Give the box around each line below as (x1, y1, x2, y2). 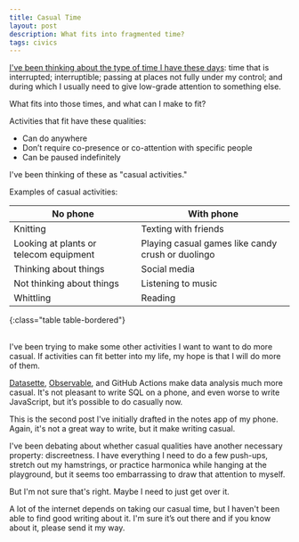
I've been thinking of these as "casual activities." (9, 169, 188, 180)
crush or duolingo (141, 249, 215, 261)
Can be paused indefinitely (21, 152, 122, 163)
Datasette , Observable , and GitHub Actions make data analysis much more (9, 378, 283, 389)
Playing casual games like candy (141, 237, 278, 250)
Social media (141, 263, 196, 275)
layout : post (9, 21, 58, 30)
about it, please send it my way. (9, 522, 125, 533)
